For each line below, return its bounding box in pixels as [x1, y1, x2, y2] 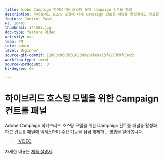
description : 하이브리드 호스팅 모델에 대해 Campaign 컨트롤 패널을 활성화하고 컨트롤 [5, 12, 159, 17]
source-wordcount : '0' [5, 62, 51, 67]
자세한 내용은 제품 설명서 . [5, 148, 54, 154]
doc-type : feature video [5, 30, 56, 35]
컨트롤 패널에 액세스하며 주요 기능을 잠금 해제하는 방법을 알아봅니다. [14, 128, 143, 135]
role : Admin [5, 44, 29, 48]
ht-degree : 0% [5, 67, 34, 71]
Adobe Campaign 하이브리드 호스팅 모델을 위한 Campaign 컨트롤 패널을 [5, 122, 144, 128]
